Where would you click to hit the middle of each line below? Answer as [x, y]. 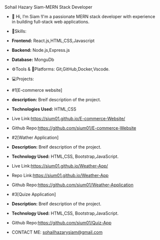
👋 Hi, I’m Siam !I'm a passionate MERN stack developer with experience [83, 16]
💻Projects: [23, 79]
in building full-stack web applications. [50, 22]
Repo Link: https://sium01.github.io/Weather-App [60, 175]
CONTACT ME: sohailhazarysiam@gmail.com [57, 232]
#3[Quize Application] [34, 194]
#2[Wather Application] [35, 137]
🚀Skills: [19, 31]
